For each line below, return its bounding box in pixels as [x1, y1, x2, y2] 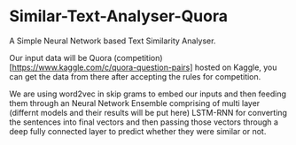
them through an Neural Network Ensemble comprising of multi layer [9, 97, 261, 108]
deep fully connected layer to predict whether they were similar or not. [9, 126, 267, 136]
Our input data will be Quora [9, 52, 113, 63]
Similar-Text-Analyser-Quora [9, 6, 229, 27]
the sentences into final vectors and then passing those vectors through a [9, 117, 279, 127]
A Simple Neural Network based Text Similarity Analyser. [9, 35, 216, 46]
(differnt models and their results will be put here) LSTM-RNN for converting [9, 107, 288, 118]
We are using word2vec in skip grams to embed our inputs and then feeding [9, 88, 286, 99]
